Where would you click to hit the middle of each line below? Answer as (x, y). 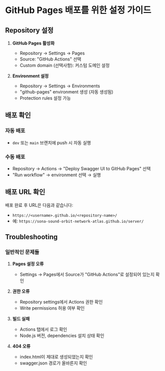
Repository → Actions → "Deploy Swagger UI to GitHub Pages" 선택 (82, 168)
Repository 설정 (29, 30)
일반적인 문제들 (22, 252)
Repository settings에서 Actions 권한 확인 (61, 302)
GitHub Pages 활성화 (33, 43)
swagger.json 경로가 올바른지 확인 (53, 363)
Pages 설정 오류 (28, 264)
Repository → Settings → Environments (60, 86)
